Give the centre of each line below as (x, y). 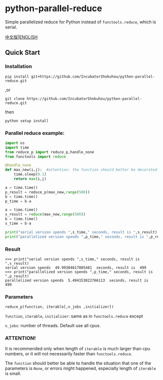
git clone (15, 99)
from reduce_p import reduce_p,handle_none (50, 152)
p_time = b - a (18, 201)
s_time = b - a (18, 224)
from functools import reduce (36, 157)
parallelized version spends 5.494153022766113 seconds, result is (77, 280)
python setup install (27, 121)
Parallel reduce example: (35, 133)
